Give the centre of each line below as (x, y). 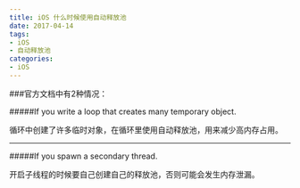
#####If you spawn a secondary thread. (83, 156)
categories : (31, 59)
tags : (19, 34)
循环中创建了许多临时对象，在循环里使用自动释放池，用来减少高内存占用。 (146, 129)
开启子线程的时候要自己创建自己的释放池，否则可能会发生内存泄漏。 (134, 174)
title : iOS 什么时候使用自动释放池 (68, 17)
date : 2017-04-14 (42, 26)
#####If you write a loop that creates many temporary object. (123, 111)
